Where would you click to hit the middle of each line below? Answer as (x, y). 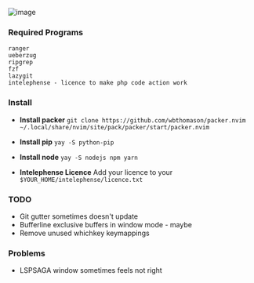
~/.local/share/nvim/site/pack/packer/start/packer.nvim (114, 127)
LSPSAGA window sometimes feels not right (91, 270)
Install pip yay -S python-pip (67, 142)
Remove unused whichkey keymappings (85, 233)
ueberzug (22, 56)
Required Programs (46, 32)
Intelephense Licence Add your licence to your (96, 172)
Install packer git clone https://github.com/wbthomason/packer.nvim (132, 120)
